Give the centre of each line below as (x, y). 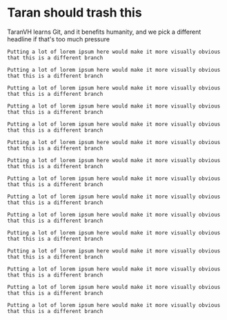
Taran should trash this (75, 13)
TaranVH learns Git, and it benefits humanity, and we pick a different (104, 32)
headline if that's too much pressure (59, 39)
